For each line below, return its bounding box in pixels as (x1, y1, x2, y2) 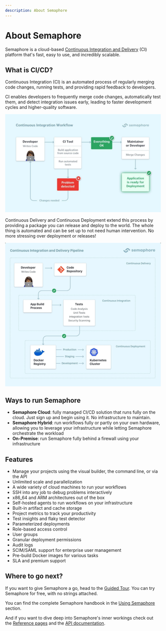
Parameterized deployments (12, 521, 70, 527)
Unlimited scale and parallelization (12, 479, 83, 485)
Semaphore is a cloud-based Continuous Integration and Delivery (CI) (5, 46, 147, 52)
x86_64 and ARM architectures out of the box (12, 495, 105, 501)
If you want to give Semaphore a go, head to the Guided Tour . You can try (5, 585, 155, 591)
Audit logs (12, 542, 33, 548)
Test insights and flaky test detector (12, 516, 85, 522)
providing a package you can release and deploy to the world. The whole (5, 223, 154, 229)
